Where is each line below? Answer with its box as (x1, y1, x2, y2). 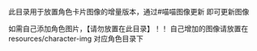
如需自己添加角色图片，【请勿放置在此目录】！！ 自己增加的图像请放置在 (8, 24, 249, 33)
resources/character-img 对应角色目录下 (8, 34, 144, 43)
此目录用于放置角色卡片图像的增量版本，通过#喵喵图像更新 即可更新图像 (8, 7, 250, 16)
